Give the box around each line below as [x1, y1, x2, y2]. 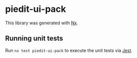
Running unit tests [5, 34, 63, 43]
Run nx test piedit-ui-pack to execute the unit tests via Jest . [5, 47, 133, 53]
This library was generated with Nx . [5, 20, 78, 26]
